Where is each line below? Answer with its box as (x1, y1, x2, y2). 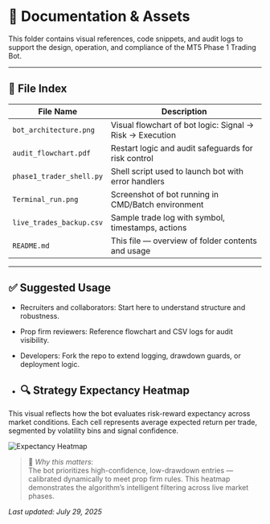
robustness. (19, 311, 60, 320)
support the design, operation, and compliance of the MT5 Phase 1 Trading (8, 42, 257, 52)
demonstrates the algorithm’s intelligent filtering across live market (27, 483, 249, 493)
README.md (12, 241, 50, 250)
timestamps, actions (111, 221, 187, 233)
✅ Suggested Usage (8, 281, 111, 295)
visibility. (19, 335, 50, 345)
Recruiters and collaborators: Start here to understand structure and (19, 302, 246, 312)
